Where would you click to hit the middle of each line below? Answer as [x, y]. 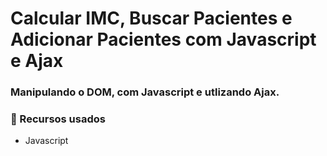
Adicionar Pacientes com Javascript [163, 39]
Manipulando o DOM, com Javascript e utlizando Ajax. [145, 92]
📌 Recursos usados [58, 119]
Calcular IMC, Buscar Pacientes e [151, 18]
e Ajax [37, 61]
